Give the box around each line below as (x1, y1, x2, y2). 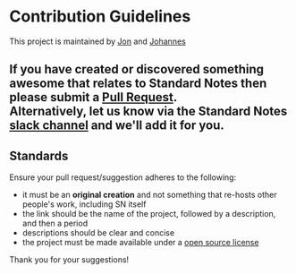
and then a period (21, 218, 88, 229)
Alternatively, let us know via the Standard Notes (9, 104, 288, 119)
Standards (9, 148, 69, 163)
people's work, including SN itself (21, 199, 147, 210)
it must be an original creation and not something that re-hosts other (21, 190, 277, 201)
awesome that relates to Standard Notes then (9, 76, 267, 91)
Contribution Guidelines (9, 6, 191, 27)
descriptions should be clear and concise (21, 227, 175, 238)
